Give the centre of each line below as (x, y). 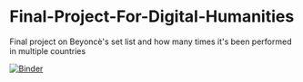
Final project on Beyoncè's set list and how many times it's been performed (151, 41)
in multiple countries (48, 50)
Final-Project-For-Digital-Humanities (152, 17)
